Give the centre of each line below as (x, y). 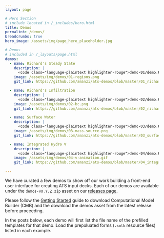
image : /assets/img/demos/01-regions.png (56, 77)
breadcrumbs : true (24, 37)
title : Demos (18, 27)
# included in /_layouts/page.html (41, 54)
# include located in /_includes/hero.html (50, 23)
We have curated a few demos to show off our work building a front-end (78, 180)
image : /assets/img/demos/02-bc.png (51, 104)
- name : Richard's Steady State (42, 63)
